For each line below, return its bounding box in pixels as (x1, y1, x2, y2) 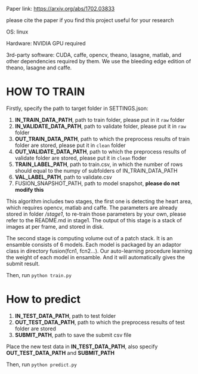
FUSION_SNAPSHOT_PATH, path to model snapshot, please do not (14, 179, 180, 187)
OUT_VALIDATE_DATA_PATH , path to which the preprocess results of (14, 148, 187, 155)
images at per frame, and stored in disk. (6, 223, 104, 230)
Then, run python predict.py (6, 361, 78, 368)
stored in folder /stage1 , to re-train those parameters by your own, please (6, 210, 187, 217)
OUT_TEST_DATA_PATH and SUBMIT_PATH (6, 349, 115, 356)
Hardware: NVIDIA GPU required (6, 40, 86, 47)
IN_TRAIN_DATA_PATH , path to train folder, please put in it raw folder (14, 116, 185, 123)
